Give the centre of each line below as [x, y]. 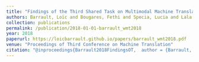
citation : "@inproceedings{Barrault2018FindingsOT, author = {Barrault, [99, 50]
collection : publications [38, 22]
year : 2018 [20, 34]
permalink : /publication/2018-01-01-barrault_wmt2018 [74, 28]
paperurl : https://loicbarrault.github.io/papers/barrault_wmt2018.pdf [96, 39]
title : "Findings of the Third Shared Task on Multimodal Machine [90, 12]
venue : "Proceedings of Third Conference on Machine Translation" [90, 45]
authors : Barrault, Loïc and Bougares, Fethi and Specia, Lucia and [92, 17]
